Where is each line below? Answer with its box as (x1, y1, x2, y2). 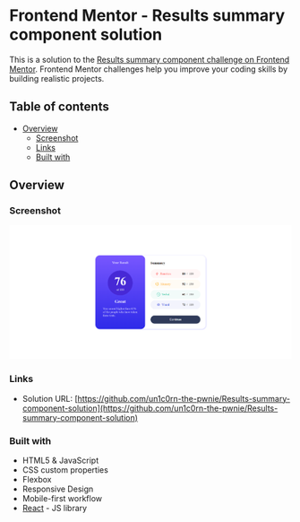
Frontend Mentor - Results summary (9, 5, 286, 26)
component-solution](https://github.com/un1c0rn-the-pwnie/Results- (21, 403, 279, 413)
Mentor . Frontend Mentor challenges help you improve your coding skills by (9, 64, 288, 74)
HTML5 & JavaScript (21, 455, 99, 465)
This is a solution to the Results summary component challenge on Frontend (9, 54, 290, 65)
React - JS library (21, 502, 88, 513)
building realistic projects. (9, 73, 105, 83)
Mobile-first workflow (21, 492, 103, 503)
